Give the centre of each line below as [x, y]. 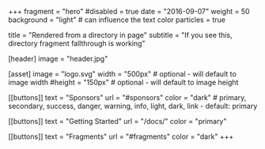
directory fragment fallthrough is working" [77, 43]
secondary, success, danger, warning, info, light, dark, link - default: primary [133, 106]
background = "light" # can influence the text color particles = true [117, 20]
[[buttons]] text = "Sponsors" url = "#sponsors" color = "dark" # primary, [127, 97]
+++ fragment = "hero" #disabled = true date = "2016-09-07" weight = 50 [129, 11]
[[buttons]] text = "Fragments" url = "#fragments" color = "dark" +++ [121, 136]
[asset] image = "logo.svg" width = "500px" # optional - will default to [123, 74]
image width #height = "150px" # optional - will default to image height [123, 82]
